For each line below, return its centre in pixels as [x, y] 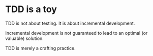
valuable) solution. [25, 38]
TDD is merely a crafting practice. [41, 48]
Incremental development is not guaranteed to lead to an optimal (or [76, 33]
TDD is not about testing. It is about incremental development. [70, 23]
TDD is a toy [31, 9]
